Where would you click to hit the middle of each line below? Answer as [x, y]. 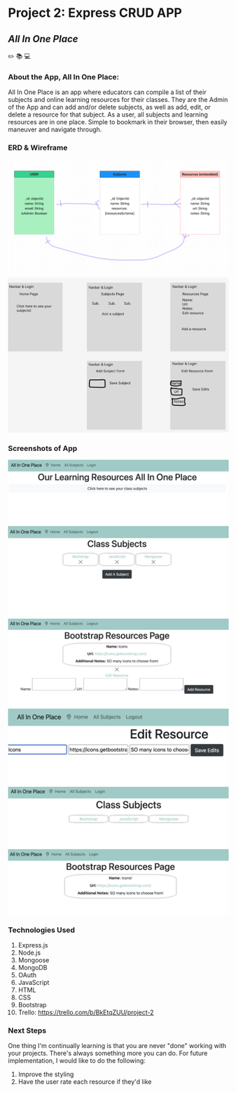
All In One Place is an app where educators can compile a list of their [107, 92]
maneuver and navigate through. [55, 130]
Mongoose [34, 960]
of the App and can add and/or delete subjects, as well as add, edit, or [109, 107]
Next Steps [27, 1030]
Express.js [33, 945]
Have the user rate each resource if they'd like [85, 1082]
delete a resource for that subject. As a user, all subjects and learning [108, 114]
